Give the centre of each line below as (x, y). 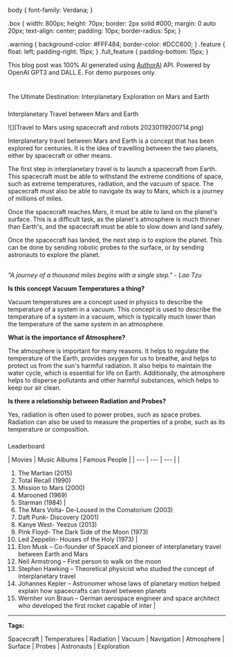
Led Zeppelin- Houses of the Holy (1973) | (77, 539)
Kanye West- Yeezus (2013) (57, 525)
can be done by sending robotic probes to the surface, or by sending (106, 247)
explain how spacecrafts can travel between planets (92, 591)
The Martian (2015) (45, 473)
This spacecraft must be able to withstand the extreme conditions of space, (115, 177)
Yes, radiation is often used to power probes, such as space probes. (105, 414)
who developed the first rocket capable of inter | (87, 606)
